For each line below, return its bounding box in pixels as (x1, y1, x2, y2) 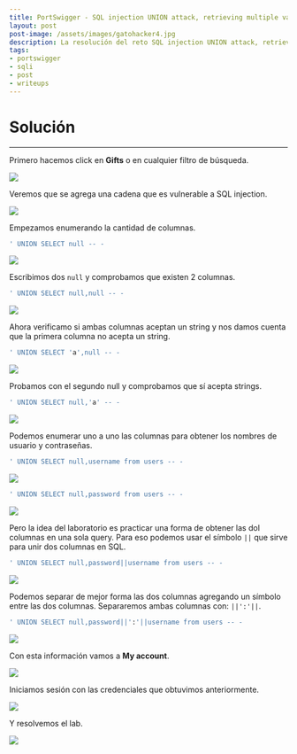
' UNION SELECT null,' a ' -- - (9, 398, 121, 408)
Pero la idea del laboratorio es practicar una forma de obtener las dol (9, 522, 261, 532)
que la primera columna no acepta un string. (9, 331, 171, 342)
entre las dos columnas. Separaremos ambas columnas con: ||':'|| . (9, 600, 262, 611)
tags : (9, 46, 29, 55)
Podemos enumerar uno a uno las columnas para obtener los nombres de (9, 431, 278, 441)
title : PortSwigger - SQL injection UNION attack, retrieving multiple (9, 12, 278, 22)
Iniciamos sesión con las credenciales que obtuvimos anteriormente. (9, 684, 259, 695)
